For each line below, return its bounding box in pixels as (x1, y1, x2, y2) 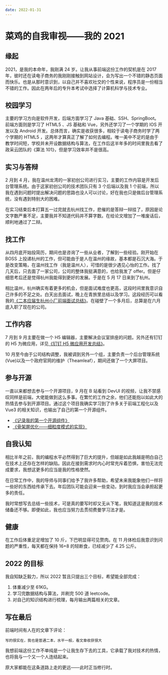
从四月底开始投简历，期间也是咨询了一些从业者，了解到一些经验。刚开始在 (5, 249, 158, 256)
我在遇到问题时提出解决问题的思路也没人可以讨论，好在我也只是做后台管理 (5, 190, 158, 196)
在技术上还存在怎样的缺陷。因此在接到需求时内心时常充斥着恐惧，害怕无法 (5, 460, 158, 466)
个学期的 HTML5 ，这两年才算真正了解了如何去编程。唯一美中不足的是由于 (5, 134, 159, 140)
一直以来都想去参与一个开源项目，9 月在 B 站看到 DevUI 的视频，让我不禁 (5, 388, 156, 394)
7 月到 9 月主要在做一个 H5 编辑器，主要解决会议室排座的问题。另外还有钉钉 (5, 334, 162, 340)
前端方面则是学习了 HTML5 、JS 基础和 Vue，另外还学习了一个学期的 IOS (5, 121, 157, 128)
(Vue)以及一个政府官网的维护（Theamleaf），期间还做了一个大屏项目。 (5, 357, 150, 364)
